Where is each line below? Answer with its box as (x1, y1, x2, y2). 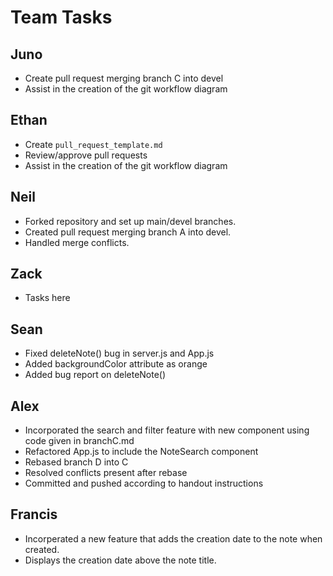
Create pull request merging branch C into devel (24, 72, 224, 84)
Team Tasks (10, 6, 113, 29)
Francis (10, 506, 58, 523)
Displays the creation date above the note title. (24, 554, 217, 566)
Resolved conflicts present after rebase (24, 467, 188, 479)
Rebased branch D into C (24, 456, 129, 468)
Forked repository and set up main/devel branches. (24, 215, 237, 227)
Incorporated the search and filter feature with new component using (24, 424, 310, 436)
